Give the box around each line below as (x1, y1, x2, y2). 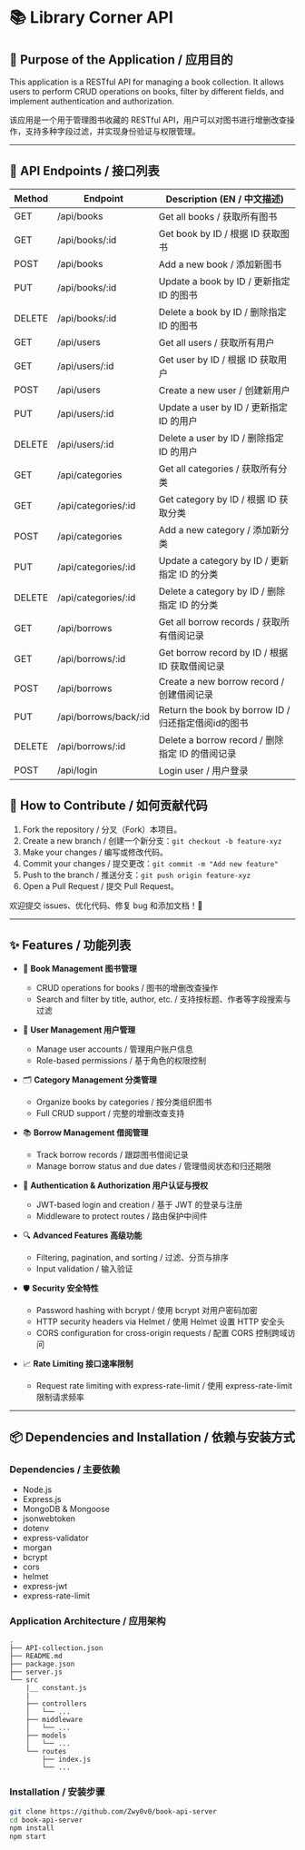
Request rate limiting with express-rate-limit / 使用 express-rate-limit (35, 1380, 293, 1391)
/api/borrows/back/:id (57, 710, 151, 723)
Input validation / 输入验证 (35, 1263, 133, 1274)
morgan (22, 1542, 53, 1553)
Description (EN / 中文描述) (165, 193, 284, 205)
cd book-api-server (9, 1815, 84, 1825)
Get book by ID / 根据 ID (158, 227, 261, 240)
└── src (9, 1676, 39, 1685)
